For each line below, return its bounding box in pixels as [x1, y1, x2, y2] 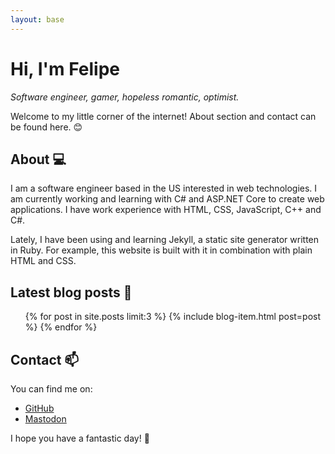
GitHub [24, 402, 55, 414]
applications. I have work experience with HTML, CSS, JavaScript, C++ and [10, 204, 322, 216]
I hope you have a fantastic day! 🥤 [10, 432, 150, 444]
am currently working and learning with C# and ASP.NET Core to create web [10, 193, 325, 205]
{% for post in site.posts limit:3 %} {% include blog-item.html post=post [24, 311, 322, 323]
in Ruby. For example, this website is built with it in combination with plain [10, 244, 313, 256]
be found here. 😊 [10, 121, 83, 133]
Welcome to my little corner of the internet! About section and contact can [10, 110, 317, 122]
